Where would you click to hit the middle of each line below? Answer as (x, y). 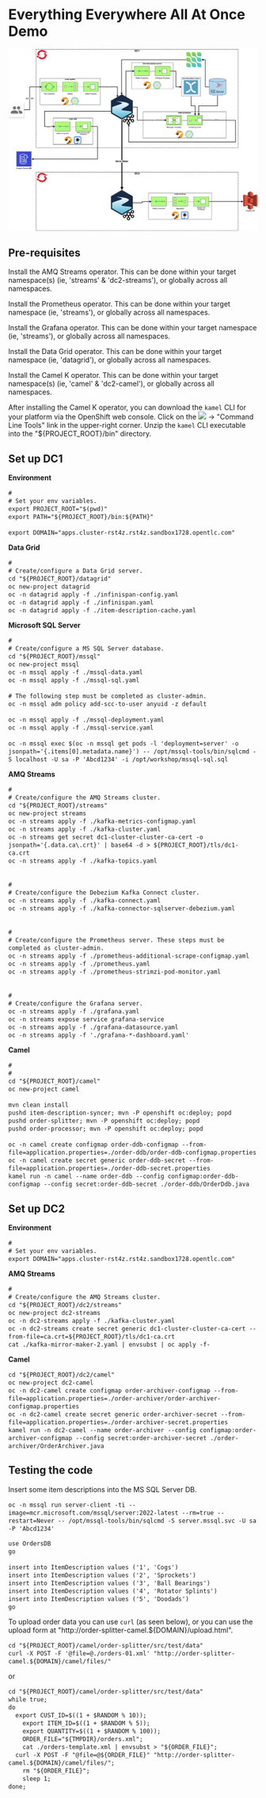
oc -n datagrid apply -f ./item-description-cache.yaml (102, 611)
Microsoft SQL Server (44, 625)
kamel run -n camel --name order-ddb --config (86, 1177)
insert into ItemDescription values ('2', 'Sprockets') (102, 1575)
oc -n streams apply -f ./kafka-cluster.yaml (84, 829)
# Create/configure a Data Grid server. (76, 571)
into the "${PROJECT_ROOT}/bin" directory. (80, 434)
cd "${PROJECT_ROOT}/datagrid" (60, 579)
